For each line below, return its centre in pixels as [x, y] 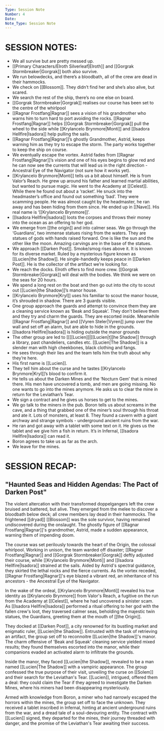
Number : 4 [15, 14]
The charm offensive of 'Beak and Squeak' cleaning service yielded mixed [80, 642]
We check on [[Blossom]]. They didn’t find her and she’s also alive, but [83, 87]
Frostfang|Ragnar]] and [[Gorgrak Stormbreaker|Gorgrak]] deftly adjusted [79, 555]
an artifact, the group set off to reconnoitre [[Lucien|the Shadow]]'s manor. [81, 637]
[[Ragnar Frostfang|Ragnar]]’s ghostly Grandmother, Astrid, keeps [79, 139]
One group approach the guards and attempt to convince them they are [84, 306]
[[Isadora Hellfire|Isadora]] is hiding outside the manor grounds [76, 332]
